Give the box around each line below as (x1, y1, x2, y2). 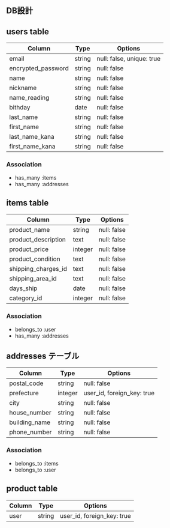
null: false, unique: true (96, 55, 160, 63)
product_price (9, 245, 49, 253)
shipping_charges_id (9, 265, 68, 273)
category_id (9, 294, 42, 302)
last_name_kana (9, 133, 55, 141)
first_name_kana (9, 142, 56, 151)
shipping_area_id (9, 275, 57, 283)
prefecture (9, 389, 39, 398)
